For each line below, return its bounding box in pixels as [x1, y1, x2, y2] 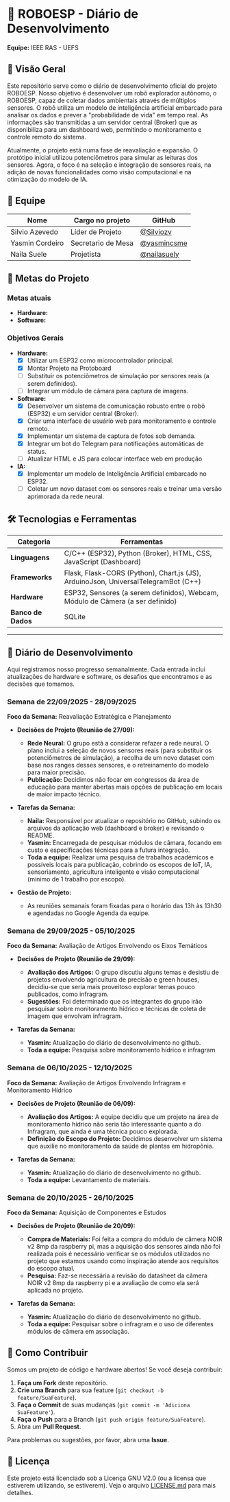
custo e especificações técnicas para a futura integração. [27, 846, 190, 854]
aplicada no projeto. [27, 1286, 84, 1295]
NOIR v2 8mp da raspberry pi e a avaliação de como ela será [27, 1279, 200, 1287]
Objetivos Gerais [7, 333, 64, 343]
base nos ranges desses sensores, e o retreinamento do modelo [27, 761, 209, 770]
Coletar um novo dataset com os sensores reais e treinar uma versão [27, 485, 222, 493]
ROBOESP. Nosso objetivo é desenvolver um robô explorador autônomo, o [7, 89, 217, 97]
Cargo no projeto [74, 216, 131, 225]
